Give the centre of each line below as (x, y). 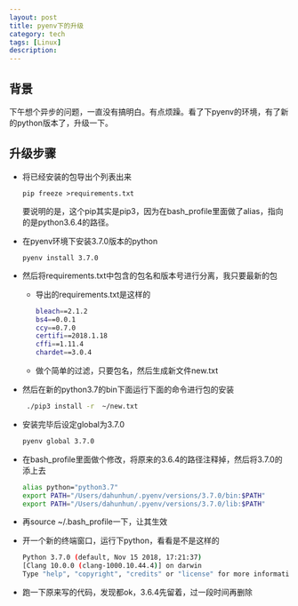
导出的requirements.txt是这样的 (93, 294)
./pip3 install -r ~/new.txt (82, 406)
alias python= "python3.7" (70, 487)
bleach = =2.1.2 (61, 311)
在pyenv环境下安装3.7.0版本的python (90, 241)
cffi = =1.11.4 (60, 344)
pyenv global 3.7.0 (58, 441)
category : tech (37, 34)
